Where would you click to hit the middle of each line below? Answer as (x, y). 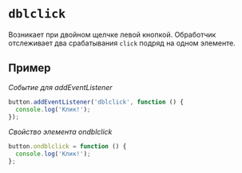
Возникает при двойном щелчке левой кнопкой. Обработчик (112, 34)
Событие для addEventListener (61, 87)
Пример (30, 68)
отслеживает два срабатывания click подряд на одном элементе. (122, 43)
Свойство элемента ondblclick (60, 132)
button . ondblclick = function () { (67, 147)
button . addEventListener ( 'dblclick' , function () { (96, 102)
